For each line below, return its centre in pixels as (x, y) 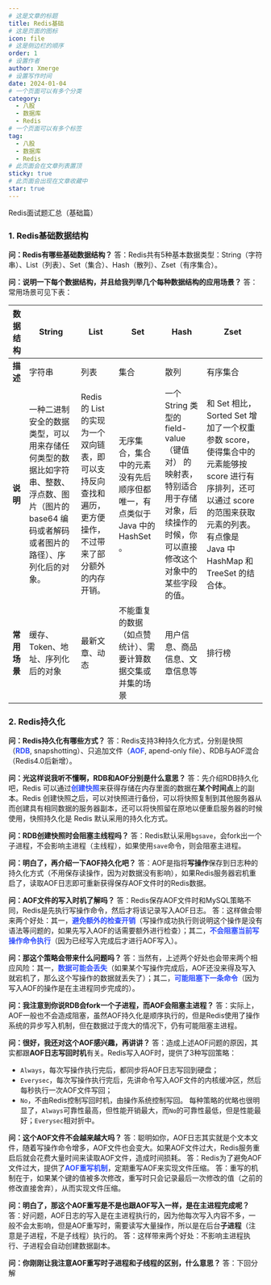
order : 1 (23, 53)
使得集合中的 (231, 452)
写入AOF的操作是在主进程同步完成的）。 (74, 988)
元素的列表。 (231, 525)
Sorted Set (227, 415)
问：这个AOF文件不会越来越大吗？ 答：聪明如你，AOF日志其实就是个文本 (130, 1138)
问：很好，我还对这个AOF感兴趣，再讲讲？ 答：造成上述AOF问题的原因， (130, 1043)
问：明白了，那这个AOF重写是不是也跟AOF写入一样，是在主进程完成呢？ (129, 1206)
